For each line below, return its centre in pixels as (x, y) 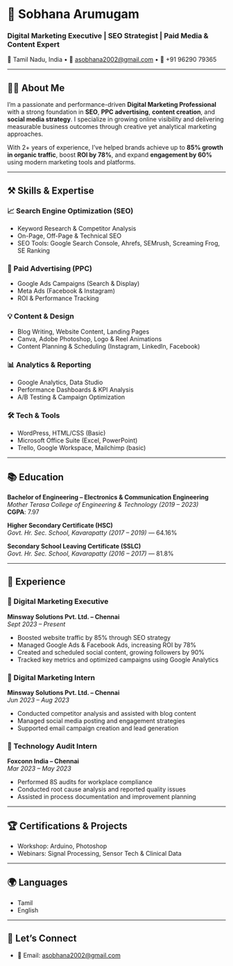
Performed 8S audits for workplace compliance (85, 782)
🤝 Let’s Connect (42, 939)
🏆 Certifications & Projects (68, 826)
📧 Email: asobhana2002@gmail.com (69, 955)
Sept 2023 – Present (36, 624)
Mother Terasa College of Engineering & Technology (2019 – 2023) (103, 504)
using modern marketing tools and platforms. (71, 162)
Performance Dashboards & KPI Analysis (75, 389)
